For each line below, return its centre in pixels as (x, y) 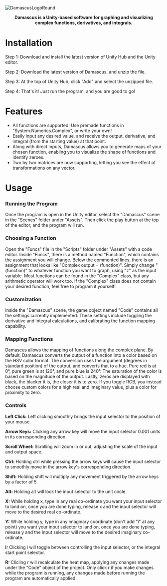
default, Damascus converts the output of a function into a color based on (81, 355)
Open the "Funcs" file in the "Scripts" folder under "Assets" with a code (79, 249)
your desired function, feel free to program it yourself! (61, 286)
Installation (29, 43)
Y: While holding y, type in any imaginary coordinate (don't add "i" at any (80, 521)
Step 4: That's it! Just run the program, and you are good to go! (70, 91)
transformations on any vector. (44, 168)
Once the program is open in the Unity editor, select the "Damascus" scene (83, 215)
